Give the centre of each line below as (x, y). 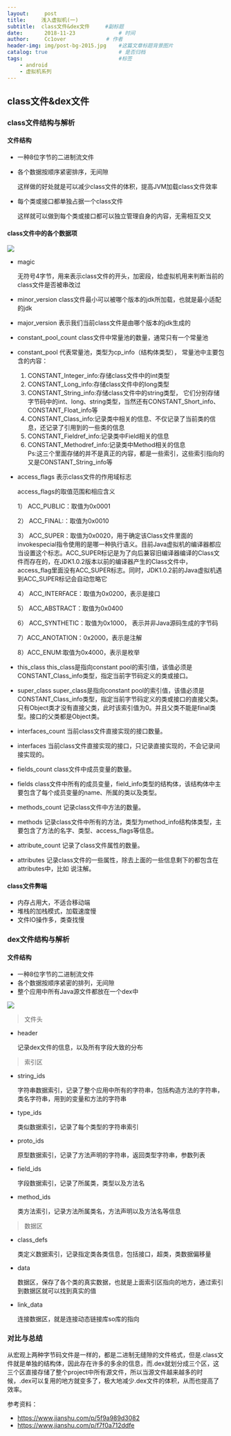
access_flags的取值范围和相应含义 (66, 491)
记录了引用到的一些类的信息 (85, 428)
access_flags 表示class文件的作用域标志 (74, 477)
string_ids (31, 1075)
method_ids (34, 1197)
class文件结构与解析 (41, 122)
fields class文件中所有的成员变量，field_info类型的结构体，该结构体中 (116, 784)
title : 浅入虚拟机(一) (43, 20)
